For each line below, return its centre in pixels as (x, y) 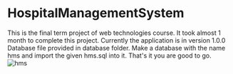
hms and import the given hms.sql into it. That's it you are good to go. (109, 55)
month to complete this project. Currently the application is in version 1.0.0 (116, 40)
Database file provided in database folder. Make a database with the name (116, 48)
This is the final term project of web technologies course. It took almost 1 (114, 33)
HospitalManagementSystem (96, 13)
